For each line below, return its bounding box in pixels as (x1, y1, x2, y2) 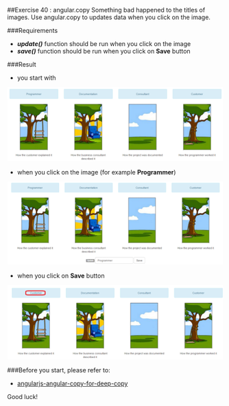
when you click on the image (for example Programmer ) (16, 168, 176, 177)
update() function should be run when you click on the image (16, 40, 191, 47)
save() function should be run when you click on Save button (16, 47, 191, 55)
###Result (7, 60, 36, 68)
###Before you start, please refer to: (7, 366, 111, 374)
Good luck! (7, 393, 38, 401)
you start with (16, 74, 56, 82)
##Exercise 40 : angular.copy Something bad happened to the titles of (7, 6, 206, 14)
